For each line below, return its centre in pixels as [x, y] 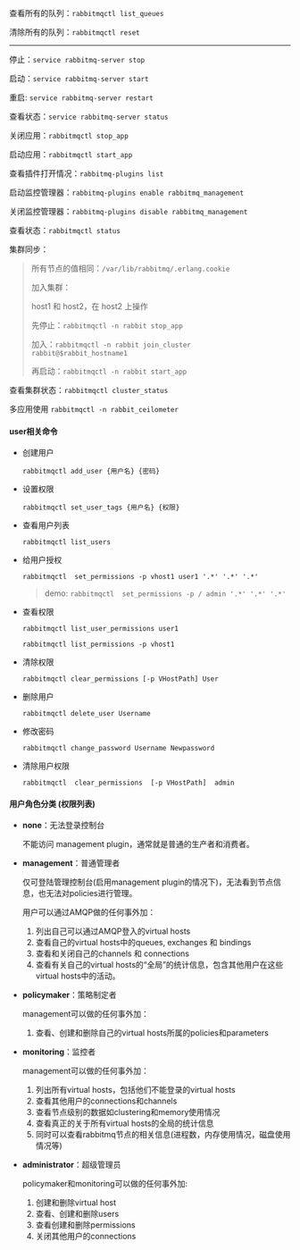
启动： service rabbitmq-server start [79, 78]
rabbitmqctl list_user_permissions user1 [100, 629]
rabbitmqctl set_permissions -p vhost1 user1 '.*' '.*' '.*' [140, 577]
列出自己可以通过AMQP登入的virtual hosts [113, 931]
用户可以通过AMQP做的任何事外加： [89, 912]
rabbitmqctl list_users [67, 542]
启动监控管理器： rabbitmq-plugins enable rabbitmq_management [126, 192]
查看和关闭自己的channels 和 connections [112, 953]
